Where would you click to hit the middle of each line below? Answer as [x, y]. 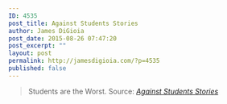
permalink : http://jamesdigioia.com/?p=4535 [84, 61]
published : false [37, 69]
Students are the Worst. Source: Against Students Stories [123, 91]
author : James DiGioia [46, 31]
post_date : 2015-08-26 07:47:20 [62, 38]
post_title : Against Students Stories [73, 23]
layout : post [30, 53]
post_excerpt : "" [37, 46]
